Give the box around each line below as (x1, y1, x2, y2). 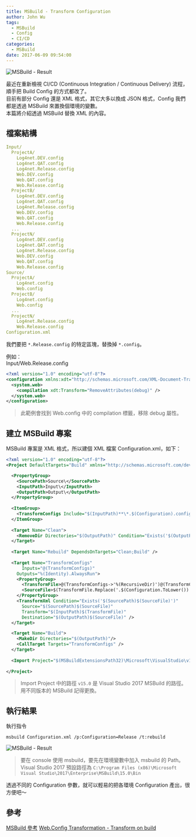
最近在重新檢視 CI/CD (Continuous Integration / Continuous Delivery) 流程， (6, 80, 188, 87)
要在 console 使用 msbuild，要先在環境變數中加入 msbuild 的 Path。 (20, 757, 184, 764)
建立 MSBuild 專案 (6, 428, 72, 438)
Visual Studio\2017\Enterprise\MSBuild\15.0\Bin (20, 771, 141, 777)
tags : (6, 19, 19, 25)
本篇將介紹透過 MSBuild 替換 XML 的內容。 (6, 110, 110, 117)
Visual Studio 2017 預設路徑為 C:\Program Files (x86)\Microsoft (20, 764, 177, 771)
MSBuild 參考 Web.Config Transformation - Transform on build (6, 824, 156, 831)
